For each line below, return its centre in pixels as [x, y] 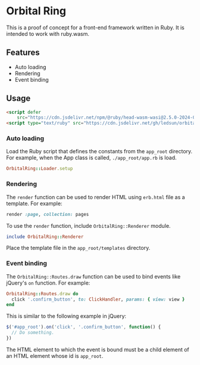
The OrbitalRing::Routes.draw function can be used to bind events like [93, 276]
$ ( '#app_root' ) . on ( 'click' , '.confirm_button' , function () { [84, 327]
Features [23, 53]
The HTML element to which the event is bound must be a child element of [98, 349]
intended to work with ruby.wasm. [48, 33]
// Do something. [33, 333]
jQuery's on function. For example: [48, 283]
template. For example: [34, 203]
